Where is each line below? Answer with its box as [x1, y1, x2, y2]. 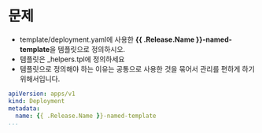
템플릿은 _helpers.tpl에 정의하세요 [19, 54, 125, 64]
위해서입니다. [19, 74, 61, 83]
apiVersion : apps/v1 [8, 90, 76, 98]
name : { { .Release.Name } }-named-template [15, 112, 157, 120]
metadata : [8, 104, 41, 113]
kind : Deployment [8, 97, 65, 105]
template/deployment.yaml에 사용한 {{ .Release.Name [19, 35, 195, 44]
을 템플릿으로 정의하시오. [49, 44, 126, 54]
